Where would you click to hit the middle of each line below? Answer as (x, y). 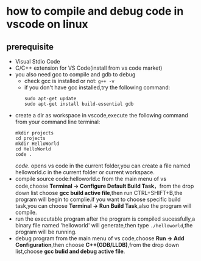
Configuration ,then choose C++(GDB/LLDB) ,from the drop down (97, 245)
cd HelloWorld (33, 149)
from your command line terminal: (58, 122)
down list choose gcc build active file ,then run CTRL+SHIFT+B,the (99, 193)
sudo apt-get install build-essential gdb (79, 104)
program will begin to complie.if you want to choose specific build (98, 199)
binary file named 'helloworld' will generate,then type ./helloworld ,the (104, 225)
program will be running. (46, 232)
